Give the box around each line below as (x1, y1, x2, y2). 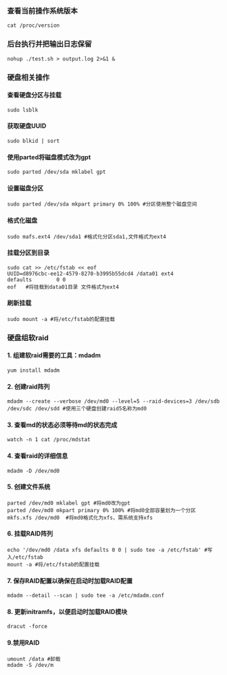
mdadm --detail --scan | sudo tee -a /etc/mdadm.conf (7, 593, 165, 599)
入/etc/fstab (7, 554, 43, 561)
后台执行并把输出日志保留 (7, 39, 92, 49)
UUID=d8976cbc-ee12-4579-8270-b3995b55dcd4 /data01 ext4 (7, 270, 174, 277)
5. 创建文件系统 (7, 483, 50, 491)
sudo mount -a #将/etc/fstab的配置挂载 (7, 316, 116, 322)
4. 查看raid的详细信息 (7, 452, 68, 460)
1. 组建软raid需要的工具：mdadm (7, 351, 101, 359)
